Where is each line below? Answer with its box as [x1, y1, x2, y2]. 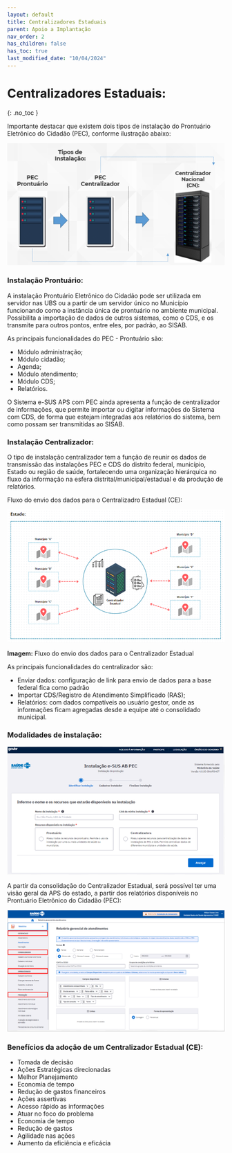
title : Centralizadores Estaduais [7, 18, 107, 26]
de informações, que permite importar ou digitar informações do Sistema [7, 405, 215, 413]
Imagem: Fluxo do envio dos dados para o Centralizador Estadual [7, 649, 195, 657]
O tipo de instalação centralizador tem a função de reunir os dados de [7, 453, 206, 462]
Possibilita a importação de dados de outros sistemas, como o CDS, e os [7, 314, 214, 322]
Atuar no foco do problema [17, 1109, 95, 1118]
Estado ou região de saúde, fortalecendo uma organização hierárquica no [7, 468, 217, 476]
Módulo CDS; [17, 377, 55, 385]
